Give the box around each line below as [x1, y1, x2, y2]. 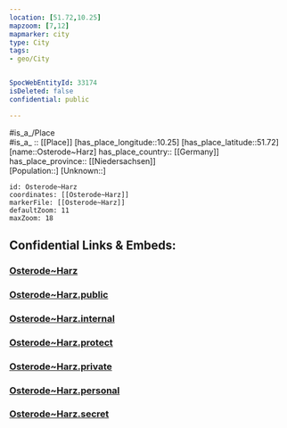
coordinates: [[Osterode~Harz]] [9, 190, 129, 199]
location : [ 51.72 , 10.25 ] [9, 12, 102, 22]
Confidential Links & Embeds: [9, 238, 176, 253]
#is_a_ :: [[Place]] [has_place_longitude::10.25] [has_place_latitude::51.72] [9, 136, 279, 147]
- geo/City [9, 54, 50, 63]
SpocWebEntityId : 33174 [9, 78, 98, 87]
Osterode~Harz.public [9, 288, 109, 300]
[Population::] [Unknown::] [9, 165, 107, 176]
